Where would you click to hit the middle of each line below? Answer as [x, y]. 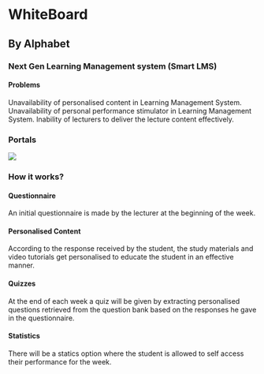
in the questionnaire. [41, 318]
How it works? [36, 177]
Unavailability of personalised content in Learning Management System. [125, 102]
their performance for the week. [60, 361]
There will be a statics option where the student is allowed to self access [126, 353]
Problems [24, 85]
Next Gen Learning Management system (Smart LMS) [113, 66]
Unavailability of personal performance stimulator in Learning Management [130, 110]
